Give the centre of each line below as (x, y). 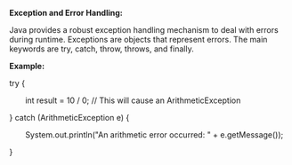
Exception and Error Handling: (66, 13)
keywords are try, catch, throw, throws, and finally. (101, 49)
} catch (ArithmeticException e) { (69, 118)
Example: (27, 66)
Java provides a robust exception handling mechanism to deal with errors (144, 30)
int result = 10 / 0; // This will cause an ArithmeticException (133, 100)
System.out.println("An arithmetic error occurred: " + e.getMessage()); (154, 135)
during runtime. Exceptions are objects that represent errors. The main (138, 39)
